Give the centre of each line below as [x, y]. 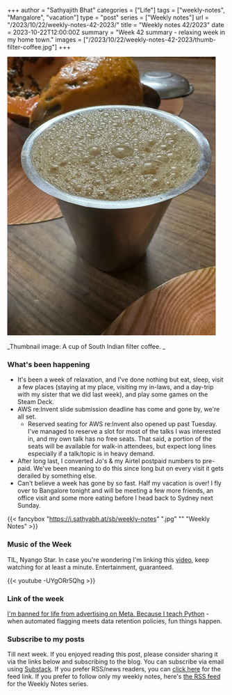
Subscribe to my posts [46, 639]
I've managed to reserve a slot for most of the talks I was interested [124, 432]
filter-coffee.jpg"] [32, 47]
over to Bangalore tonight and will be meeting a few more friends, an [115, 491]
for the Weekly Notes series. [48, 684]
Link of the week [36, 598]
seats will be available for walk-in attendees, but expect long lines [122, 446]
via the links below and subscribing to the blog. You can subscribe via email [116, 662]
